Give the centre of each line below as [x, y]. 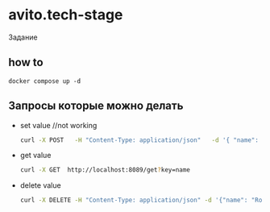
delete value [41, 185]
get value [35, 156]
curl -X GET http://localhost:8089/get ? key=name [105, 170]
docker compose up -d [45, 81]
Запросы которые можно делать [96, 106]
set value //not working [58, 125]
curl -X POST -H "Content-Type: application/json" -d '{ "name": [139, 140]
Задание [23, 37]
